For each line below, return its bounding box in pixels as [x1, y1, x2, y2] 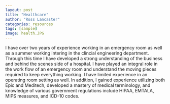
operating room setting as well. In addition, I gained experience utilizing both [5, 77, 165, 83]
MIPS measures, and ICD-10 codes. [5, 93, 80, 99]
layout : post [5, 7, 33, 13]
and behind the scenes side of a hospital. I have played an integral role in [5, 61, 158, 67]
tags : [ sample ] [5, 26, 38, 31]
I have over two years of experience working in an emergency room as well [5, 45, 162, 50]
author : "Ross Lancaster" [5, 17, 60, 22]
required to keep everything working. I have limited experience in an [5, 72, 148, 77]
